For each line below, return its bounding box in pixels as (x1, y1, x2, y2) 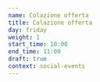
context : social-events (8, 62, 86, 70)
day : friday (8, 26, 47, 34)
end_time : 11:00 (8, 48, 61, 55)
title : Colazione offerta (8, 19, 92, 27)
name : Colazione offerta (8, 11, 89, 20)
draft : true (8, 55, 47, 63)
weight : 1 (8, 33, 41, 41)
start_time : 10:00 (8, 41, 68, 48)
